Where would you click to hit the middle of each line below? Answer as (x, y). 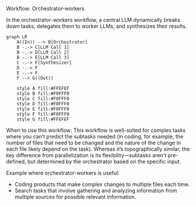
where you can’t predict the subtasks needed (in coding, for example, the (95, 137)
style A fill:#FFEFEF (43, 88)
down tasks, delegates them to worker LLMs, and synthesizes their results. (97, 26)
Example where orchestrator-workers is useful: (63, 173)
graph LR (17, 37)
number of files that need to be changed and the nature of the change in (94, 143)
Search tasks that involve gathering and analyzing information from (96, 190)
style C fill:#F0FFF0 (43, 99)
